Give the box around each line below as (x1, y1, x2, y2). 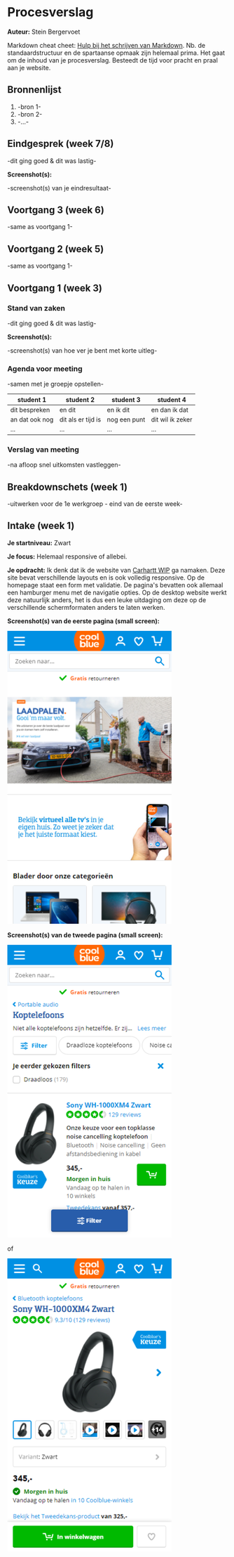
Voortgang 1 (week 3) (7, 282, 103, 294)
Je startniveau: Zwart (7, 538, 71, 547)
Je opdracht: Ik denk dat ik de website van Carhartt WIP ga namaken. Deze (7, 566, 226, 574)
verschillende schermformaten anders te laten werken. (7, 603, 165, 611)
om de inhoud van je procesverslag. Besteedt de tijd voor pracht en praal (7, 56, 219, 64)
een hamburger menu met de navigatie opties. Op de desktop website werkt (7, 588, 227, 597)
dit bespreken (10, 405, 50, 414)
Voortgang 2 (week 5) (7, 243, 104, 255)
